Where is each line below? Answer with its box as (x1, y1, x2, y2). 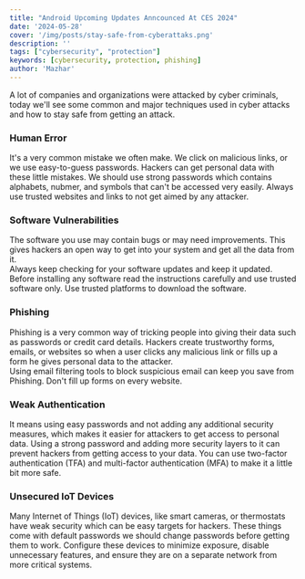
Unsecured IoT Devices (9, 490, 115, 502)
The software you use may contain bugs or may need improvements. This (9, 235, 286, 246)
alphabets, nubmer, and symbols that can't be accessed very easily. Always (9, 182, 294, 193)
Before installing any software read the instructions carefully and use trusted (9, 273, 297, 284)
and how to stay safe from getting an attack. (9, 109, 176, 120)
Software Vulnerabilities (9, 214, 119, 226)
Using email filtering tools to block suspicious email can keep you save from (9, 365, 294, 376)
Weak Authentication (9, 398, 106, 411)
